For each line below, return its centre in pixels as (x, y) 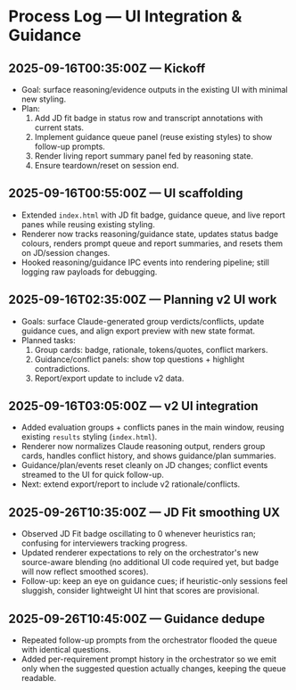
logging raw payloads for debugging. (89, 271)
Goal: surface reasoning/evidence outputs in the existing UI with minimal (154, 90)
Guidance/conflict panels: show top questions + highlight (140, 359)
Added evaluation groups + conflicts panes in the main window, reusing (152, 427)
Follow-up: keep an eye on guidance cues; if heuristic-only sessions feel (155, 581)
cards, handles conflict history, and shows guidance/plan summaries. (149, 456)
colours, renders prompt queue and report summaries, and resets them (152, 243)
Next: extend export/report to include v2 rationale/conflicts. (131, 484)
